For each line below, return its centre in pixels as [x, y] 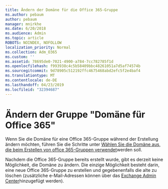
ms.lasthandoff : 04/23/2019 [35, 85]
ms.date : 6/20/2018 [26, 29]
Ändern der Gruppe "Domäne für [75, 114]
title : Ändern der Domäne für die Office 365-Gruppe [62, 10]
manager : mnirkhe [23, 24]
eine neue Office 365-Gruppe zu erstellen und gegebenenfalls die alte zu [81, 170]
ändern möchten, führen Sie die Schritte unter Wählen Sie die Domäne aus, [83, 145]
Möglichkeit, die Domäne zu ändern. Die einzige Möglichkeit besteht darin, [82, 165]
